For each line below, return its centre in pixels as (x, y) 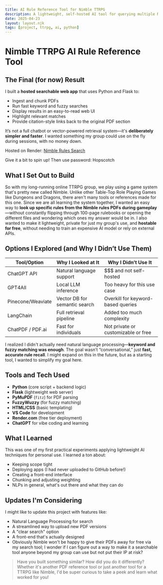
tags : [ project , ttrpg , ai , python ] (42, 28)
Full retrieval (71, 312)
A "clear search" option (35, 532)
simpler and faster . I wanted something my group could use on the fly (75, 136)
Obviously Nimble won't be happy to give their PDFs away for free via (81, 542)
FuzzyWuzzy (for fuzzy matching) (47, 402)
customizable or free (128, 332)
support (65, 276)
